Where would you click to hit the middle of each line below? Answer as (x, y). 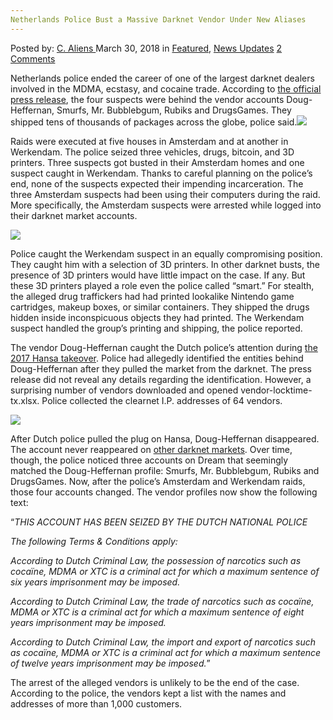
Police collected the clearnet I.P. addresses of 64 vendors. (162, 400)
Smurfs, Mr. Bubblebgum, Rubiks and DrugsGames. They (174, 110)
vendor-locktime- (276, 390)
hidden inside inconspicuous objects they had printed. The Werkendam (157, 317)
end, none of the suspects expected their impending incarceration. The (157, 183)
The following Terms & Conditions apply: (94, 541)
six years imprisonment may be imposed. (95, 582)
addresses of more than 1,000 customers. (96, 703)
